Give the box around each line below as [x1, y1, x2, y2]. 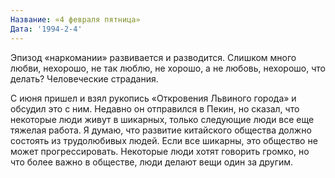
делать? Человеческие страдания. [10, 72, 159, 85]
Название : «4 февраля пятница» [10, 14, 141, 25]
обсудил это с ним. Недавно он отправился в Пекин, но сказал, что [10, 102, 300, 115]
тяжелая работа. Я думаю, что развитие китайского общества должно [10, 124, 312, 136]
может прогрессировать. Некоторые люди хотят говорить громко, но [10, 145, 310, 157]
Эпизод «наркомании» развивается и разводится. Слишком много [10, 51, 297, 63]
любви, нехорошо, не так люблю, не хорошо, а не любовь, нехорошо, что [10, 62, 326, 74]
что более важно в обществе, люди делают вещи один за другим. [10, 156, 294, 168]
